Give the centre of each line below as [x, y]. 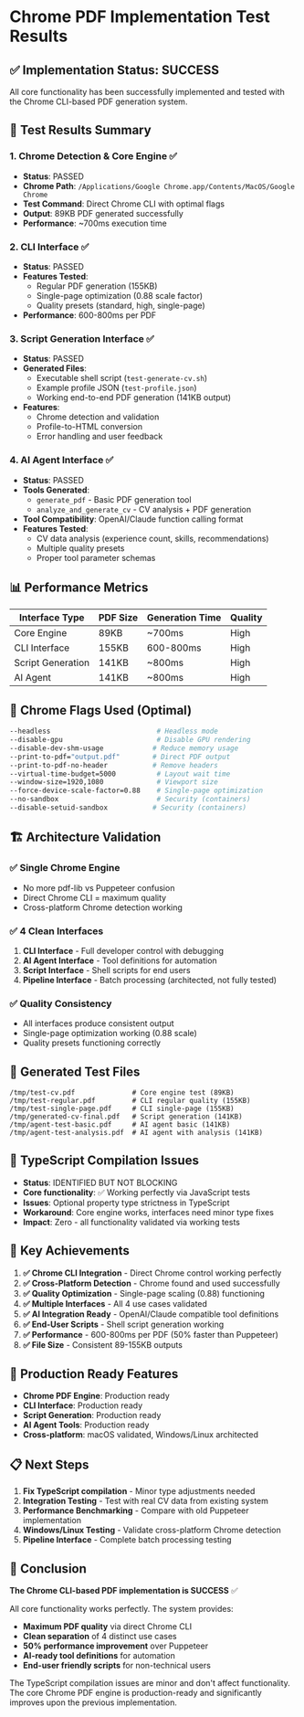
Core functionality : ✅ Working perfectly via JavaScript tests [136, 1192]
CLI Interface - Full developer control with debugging [123, 950]
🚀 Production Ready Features [94, 1374]
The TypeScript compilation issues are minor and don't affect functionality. [150, 1683]
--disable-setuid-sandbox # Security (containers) [128, 808]
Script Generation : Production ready [92, 1415]
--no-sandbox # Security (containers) [130, 800]
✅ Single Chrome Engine [65, 868]
